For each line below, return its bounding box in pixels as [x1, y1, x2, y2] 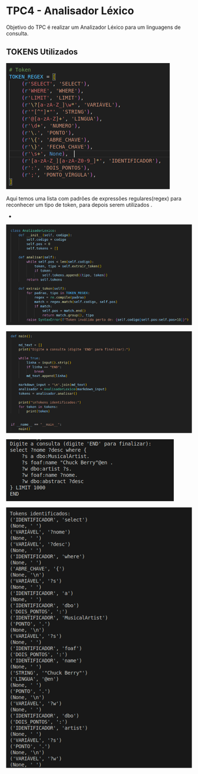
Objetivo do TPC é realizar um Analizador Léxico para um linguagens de [6, 24, 181, 31]
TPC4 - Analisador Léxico [6, 4, 134, 18]
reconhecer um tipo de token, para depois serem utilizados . [6, 201, 153, 208]
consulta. [6, 29, 29, 37]
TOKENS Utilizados [6, 47, 78, 57]
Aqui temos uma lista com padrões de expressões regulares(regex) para [6, 195, 181, 202]
